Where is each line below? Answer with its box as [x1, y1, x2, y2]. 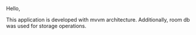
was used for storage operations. [6, 23, 87, 29]
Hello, [6, 5, 21, 12]
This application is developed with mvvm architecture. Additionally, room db [6, 16, 190, 23]
